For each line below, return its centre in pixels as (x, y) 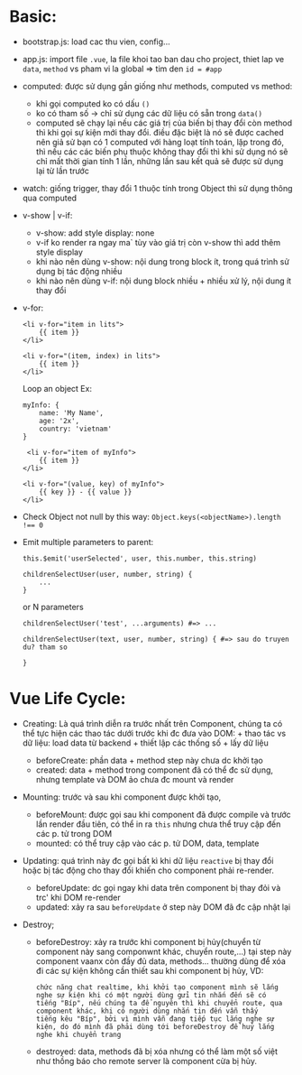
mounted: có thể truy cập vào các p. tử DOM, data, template (147, 843)
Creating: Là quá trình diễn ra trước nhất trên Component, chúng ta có (152, 723)
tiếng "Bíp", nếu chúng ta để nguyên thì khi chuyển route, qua (159, 1003)
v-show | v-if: (47, 215)
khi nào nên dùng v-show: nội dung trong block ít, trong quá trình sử (163, 261)
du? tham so (45, 647)
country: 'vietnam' (76, 429)
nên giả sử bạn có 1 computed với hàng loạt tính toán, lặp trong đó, (160, 142)
